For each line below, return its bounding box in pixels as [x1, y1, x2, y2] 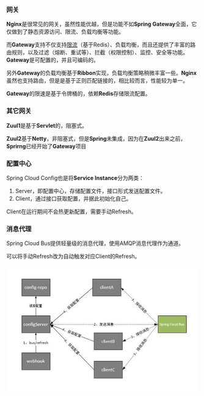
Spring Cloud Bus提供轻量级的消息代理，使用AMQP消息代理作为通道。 [6, 240, 184, 247]
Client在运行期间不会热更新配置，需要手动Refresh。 [6, 208, 137, 215]
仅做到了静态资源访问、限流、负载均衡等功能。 [6, 28, 124, 35]
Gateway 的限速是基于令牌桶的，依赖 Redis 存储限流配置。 [6, 90, 151, 97]
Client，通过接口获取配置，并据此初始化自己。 [15, 194, 132, 202]
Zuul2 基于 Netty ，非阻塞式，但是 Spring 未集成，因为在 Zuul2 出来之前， [6, 134, 186, 142]
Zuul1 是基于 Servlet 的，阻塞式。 [6, 122, 87, 129]
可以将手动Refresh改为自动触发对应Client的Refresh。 [6, 252, 140, 260]
